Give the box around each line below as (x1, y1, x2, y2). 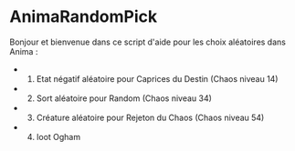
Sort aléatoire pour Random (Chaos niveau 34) (36, 93, 213, 104)
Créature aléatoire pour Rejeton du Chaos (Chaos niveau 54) (36, 112, 265, 123)
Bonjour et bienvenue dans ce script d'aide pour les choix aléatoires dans (9, 36, 286, 47)
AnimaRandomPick (9, 6, 158, 27)
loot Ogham (36, 131, 80, 142)
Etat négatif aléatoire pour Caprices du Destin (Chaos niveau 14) (36, 73, 279, 84)
